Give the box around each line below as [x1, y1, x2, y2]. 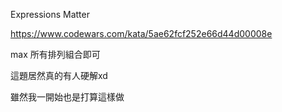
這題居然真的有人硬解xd [10, 70, 108, 81]
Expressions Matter [10, 9, 90, 20]
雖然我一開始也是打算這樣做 [10, 91, 125, 103]
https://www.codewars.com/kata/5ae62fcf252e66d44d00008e [10, 28, 273, 39]
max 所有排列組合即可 [10, 49, 101, 60]
